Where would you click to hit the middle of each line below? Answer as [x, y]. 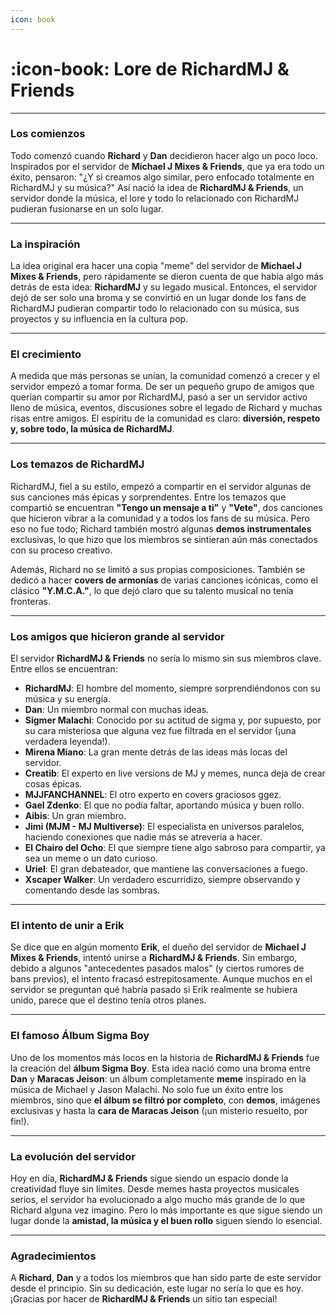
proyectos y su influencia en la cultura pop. [99, 319]
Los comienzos [48, 134]
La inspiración [45, 244]
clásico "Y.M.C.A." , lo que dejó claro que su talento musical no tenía [152, 590]
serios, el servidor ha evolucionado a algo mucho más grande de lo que [158, 1199]
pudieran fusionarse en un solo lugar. [87, 208]
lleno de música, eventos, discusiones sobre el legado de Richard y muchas [166, 408]
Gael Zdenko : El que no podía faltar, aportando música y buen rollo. [164, 805]
